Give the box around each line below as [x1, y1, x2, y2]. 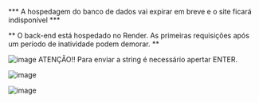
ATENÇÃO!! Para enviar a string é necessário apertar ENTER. [38, 55, 238, 64]
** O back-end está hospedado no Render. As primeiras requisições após [8, 31, 249, 40]
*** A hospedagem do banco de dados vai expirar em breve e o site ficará [8, 7, 253, 16]
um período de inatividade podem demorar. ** [8, 39, 159, 49]
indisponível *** [8, 15, 61, 25]
